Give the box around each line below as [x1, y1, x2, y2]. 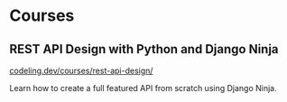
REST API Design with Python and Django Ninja [9, 42, 279, 57]
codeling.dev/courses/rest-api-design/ [9, 65, 153, 76]
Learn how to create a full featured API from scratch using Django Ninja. [9, 83, 277, 93]
